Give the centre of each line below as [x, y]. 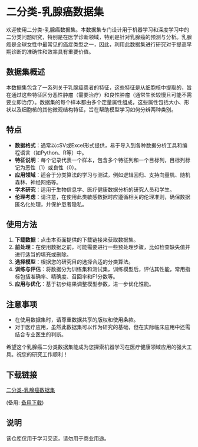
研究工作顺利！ [50, 354]
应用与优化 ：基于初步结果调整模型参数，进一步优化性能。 [84, 284]
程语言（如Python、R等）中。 [51, 152]
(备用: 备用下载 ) [25, 402]
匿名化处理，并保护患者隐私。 [51, 204]
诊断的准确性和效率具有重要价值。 [52, 51]
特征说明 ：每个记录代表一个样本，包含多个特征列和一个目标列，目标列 [100, 160]
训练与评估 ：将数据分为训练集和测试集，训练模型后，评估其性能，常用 [100, 269]
